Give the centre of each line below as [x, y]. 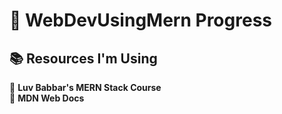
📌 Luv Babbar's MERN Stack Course [85, 87]
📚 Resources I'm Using [83, 58]
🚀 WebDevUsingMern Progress [140, 20]
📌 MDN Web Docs [47, 98]
